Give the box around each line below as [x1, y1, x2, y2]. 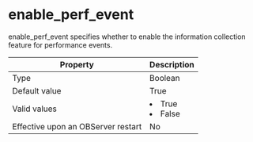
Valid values [12, 103, 58, 114]
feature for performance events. [8, 40, 113, 49]
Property [59, 59, 95, 70]
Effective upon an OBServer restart [12, 121, 142, 132]
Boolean [149, 72, 180, 83]
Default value [12, 85, 62, 96]
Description [149, 59, 195, 70]
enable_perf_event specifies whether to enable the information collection [8, 32, 247, 41]
